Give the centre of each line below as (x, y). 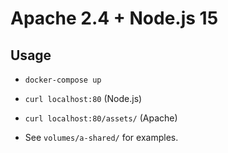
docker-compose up (63, 80)
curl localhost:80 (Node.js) (83, 98)
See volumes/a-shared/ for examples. (101, 137)
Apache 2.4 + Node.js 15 (114, 18)
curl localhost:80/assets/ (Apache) (101, 118)
